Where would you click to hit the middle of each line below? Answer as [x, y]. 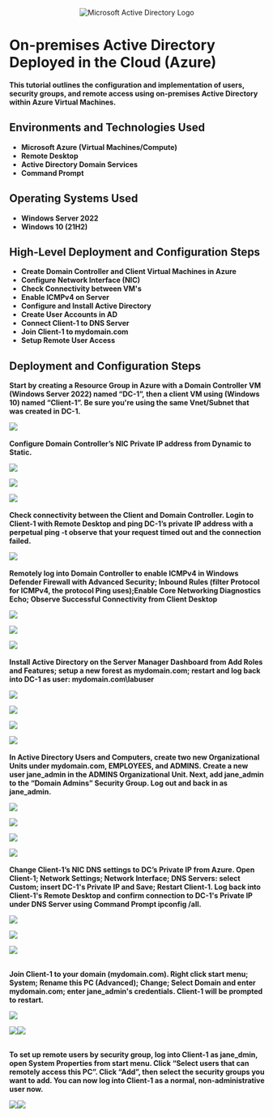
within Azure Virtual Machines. [63, 102]
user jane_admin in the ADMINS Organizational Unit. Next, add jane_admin [136, 775]
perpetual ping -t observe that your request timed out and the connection [135, 533]
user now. [26, 1089]
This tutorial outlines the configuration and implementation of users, [127, 84]
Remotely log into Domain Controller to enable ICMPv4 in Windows [124, 573]
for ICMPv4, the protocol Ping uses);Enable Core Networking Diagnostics [135, 591]
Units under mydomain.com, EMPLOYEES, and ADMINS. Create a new [129, 766]
